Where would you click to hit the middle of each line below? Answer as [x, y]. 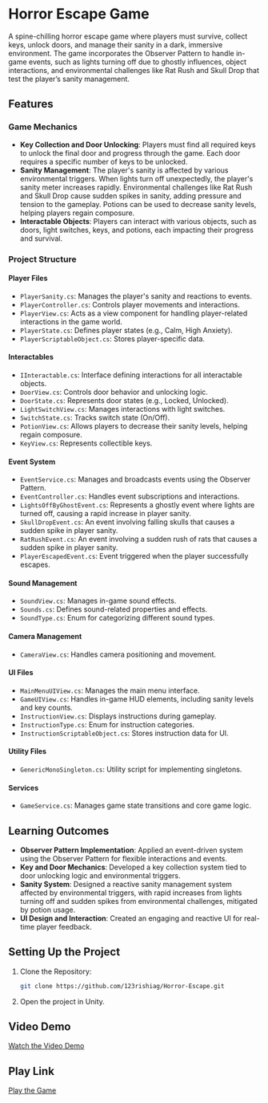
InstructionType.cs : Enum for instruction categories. [107, 724]
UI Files [21, 673]
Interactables [31, 357]
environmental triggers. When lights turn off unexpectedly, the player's [136, 178]
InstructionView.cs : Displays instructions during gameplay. [118, 716]
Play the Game [32, 1091]
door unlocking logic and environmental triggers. [100, 875]
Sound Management [43, 583]
